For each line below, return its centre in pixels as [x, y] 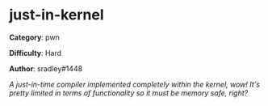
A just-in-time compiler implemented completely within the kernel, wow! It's [135, 84]
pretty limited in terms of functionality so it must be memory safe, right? [129, 93]
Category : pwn [34, 37]
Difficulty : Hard [36, 53]
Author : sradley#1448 [46, 68]
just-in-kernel [57, 15]
